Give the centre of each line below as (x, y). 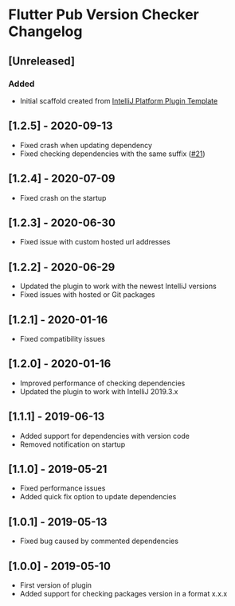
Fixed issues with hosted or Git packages (87, 295)
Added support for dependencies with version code (104, 436)
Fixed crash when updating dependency (86, 145)
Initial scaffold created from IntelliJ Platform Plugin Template (119, 100)
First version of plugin (56, 585)
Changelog (45, 31)
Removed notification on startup (72, 444)
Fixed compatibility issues (63, 338)
